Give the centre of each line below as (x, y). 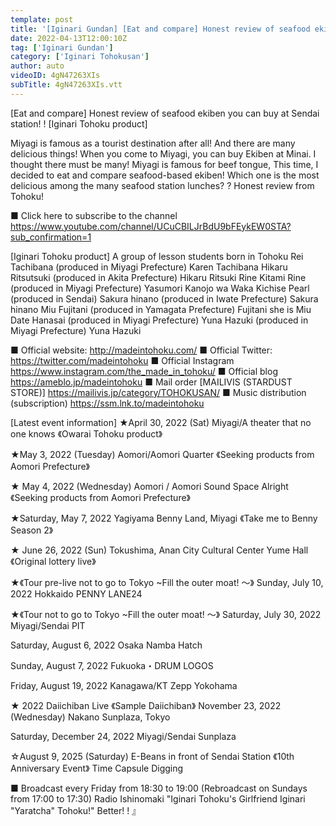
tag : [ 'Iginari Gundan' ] (62, 47)
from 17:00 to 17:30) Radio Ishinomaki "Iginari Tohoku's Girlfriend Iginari (158, 798)
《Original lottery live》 (53, 561)
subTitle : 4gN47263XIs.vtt (66, 85)
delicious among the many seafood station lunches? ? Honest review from (162, 185)
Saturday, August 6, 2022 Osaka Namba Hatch (106, 645)
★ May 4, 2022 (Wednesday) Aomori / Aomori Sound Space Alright (149, 486)
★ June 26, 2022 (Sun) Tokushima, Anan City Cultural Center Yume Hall (159, 550)
